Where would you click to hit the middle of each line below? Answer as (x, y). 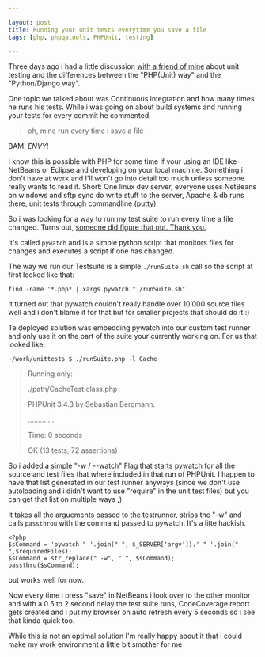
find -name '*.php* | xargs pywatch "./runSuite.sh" (97, 290)
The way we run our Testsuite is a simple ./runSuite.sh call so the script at (131, 267)
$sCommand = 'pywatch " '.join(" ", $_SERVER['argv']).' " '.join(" (123, 545)
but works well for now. (46, 580)
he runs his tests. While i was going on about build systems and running (125, 107)
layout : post (30, 22)
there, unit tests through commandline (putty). (83, 203)
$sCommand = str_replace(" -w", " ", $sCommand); (92, 559)
